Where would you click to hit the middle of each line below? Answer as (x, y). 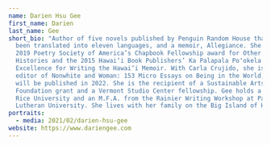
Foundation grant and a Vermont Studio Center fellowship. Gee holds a (139, 91)
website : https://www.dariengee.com (70, 128)
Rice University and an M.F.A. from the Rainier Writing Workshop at (135, 98)
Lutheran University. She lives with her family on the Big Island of (137, 106)
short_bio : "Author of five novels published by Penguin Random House (129, 38)
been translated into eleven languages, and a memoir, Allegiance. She (139, 46)
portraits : (27, 114)
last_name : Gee (34, 31)
